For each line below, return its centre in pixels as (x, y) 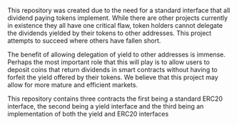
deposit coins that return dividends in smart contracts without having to (112, 70)
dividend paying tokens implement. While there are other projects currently (118, 18)
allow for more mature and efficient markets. (72, 85)
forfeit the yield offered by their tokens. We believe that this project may (113, 77)
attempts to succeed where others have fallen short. (84, 41)
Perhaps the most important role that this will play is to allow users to (109, 62)
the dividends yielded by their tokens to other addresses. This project (110, 33)
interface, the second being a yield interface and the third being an (106, 106)
